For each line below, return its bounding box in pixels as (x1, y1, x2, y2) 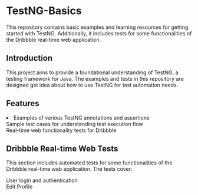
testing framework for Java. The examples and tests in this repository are (6, 75, 184, 82)
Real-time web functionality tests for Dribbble (6, 127, 117, 134)
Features (6, 98, 39, 108)
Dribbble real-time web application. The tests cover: (6, 166, 133, 173)
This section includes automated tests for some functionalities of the (6, 159, 173, 166)
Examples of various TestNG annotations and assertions (14, 114, 150, 121)
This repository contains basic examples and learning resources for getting (6, 24, 189, 31)
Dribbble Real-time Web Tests (6, 143, 118, 154)
